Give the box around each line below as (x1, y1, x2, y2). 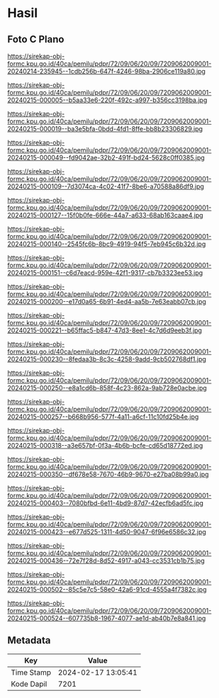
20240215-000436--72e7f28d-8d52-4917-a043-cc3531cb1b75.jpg (7, 556, 205, 565)
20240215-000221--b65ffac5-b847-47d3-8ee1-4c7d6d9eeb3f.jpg (7, 326, 202, 334)
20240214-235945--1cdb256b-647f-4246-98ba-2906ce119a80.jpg (7, 67, 206, 75)
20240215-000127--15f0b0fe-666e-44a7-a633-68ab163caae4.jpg (7, 211, 203, 219)
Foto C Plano (7, 33, 64, 45)
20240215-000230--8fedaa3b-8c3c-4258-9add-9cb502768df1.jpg (7, 355, 207, 363)
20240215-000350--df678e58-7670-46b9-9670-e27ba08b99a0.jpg (7, 470, 209, 478)
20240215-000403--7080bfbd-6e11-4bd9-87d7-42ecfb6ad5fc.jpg (7, 499, 204, 507)
